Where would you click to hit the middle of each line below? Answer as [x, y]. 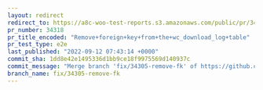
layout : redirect [36, 15]
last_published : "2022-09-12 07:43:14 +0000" [83, 52]
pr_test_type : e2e [37, 45]
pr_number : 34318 [36, 30]
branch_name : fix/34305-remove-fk [64, 74]
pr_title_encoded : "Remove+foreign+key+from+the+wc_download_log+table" [129, 37]
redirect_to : [29, 23]
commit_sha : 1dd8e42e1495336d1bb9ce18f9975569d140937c [99, 59]
